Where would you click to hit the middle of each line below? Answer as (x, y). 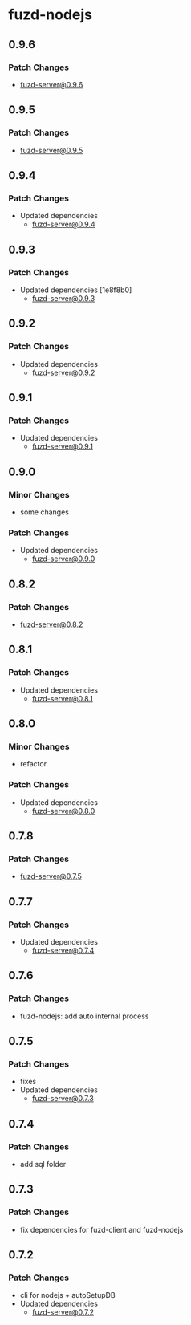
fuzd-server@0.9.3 (63, 298)
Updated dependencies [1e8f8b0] (76, 290)
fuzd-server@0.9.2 (63, 372)
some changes (45, 512)
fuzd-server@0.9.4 (63, 224)
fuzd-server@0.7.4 (63, 951)
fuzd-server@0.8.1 (63, 698)
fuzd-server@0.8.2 (51, 624)
